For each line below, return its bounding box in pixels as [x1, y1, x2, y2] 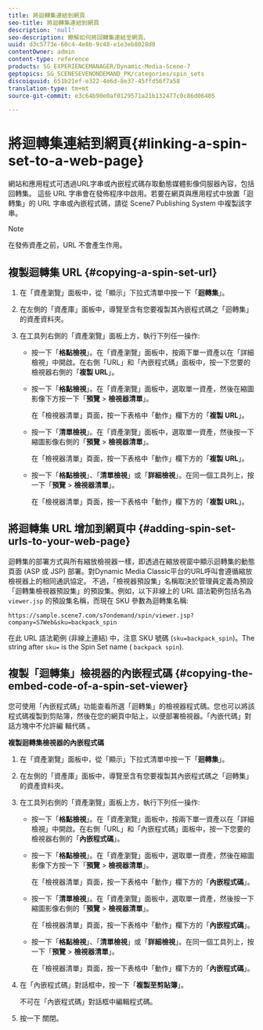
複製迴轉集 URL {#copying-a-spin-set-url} [8, 265, 218, 279]
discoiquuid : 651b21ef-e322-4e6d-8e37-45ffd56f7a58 [8, 77, 180, 85]
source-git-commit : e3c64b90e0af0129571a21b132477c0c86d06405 [8, 92, 215, 100]
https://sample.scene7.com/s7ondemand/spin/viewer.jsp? [8, 612, 194, 619]
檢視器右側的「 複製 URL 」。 [31, 367, 119, 377]
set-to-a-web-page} [8, 152, 145, 170]
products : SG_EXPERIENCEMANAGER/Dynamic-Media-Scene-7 [8, 63, 191, 71]
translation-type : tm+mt [8, 84, 89, 93]
